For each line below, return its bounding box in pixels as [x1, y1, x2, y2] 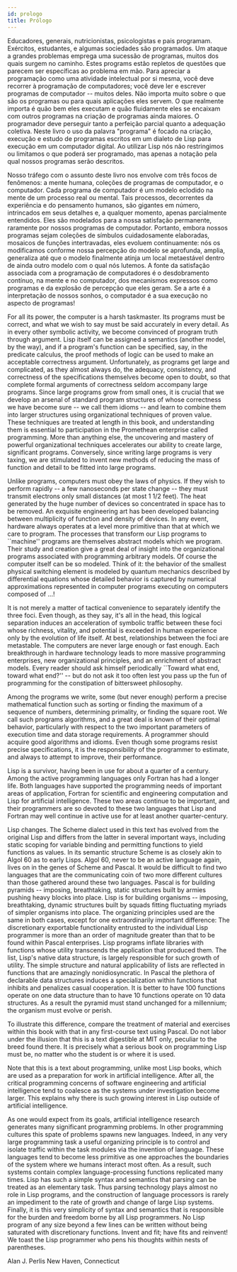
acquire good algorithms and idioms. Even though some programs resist [7, 738, 218, 746]
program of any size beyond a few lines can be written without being [7, 1220, 207, 1229]
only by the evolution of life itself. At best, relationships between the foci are [7, 634, 229, 642]
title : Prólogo [7, 17, 52, 24]
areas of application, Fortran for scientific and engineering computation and [7, 789, 229, 797]
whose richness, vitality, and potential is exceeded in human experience [7, 626, 217, 634]
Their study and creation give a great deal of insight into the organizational [7, 544, 225, 553]
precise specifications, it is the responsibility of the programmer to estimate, [7, 745, 230, 753]
